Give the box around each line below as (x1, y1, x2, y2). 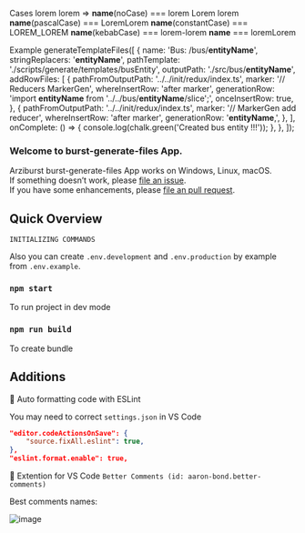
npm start (9, 284, 53, 294)
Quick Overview (9, 211, 103, 226)
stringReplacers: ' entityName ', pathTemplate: (9, 55, 180, 65)
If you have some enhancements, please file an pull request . (9, 185, 235, 196)
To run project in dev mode (9, 302, 111, 313)
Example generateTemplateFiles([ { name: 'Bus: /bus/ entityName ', (9, 45, 259, 55)
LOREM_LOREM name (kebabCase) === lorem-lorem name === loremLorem (9, 27, 296, 37)
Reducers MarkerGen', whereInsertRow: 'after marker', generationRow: (9, 84, 275, 94)
